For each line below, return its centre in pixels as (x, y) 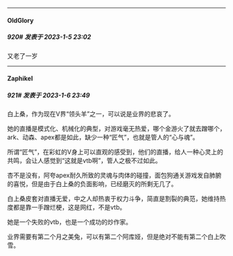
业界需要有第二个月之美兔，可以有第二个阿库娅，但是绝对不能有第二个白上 (113, 237)
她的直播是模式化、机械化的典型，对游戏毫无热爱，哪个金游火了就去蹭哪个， (116, 129)
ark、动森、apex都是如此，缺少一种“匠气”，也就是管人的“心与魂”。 (103, 137)
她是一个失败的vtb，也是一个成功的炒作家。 (70, 222)
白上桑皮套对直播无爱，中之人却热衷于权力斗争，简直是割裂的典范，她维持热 (116, 199)
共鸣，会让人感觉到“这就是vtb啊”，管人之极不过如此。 (84, 161)
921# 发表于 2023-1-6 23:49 (49, 95)
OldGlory (20, 20)
